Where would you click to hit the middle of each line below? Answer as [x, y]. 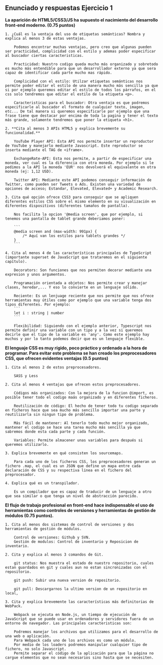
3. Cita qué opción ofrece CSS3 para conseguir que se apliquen [72, 197]
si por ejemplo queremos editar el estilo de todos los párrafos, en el [81, 90]
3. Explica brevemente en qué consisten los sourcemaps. [64, 453]
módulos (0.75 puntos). [29, 515]
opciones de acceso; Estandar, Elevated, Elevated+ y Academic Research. [82, 188]
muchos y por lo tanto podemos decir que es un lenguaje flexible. [75, 339]
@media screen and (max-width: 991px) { [55, 231]
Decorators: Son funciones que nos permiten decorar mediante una [83, 270]
